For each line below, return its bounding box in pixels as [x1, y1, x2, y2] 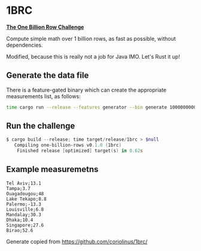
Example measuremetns [6, 164, 99, 174]
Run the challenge [6, 121, 75, 131]
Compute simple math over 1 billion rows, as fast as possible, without [6, 35, 176, 42]
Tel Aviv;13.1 [6, 180, 42, 186]
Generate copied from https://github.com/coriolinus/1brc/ [6, 238, 148, 245]
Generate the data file [6, 70, 89, 81]
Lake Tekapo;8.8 [6, 196, 47, 202]
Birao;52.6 [6, 227, 33, 234]
